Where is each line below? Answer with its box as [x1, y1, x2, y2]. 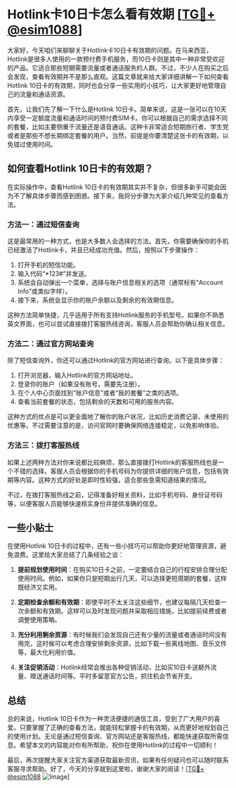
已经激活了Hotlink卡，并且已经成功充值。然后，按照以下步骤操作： [7, 246, 200, 254]
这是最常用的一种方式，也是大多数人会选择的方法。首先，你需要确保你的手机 [7, 237, 229, 246]
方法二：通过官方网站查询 [7, 338, 94, 348]
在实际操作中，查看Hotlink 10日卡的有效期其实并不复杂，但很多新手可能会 [7, 182, 221, 191]
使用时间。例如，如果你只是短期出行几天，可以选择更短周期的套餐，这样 [17, 574, 227, 583]
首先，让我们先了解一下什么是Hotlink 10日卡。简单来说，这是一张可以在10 [7, 105, 221, 113]
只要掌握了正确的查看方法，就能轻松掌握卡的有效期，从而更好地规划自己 [19, 723, 229, 732]
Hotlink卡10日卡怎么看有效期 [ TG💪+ [7, 6, 216, 23]
